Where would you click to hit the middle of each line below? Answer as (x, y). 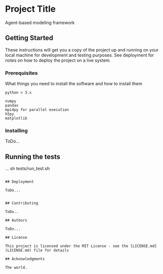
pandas (12, 106)
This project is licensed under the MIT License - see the (67, 246)
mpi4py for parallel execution (37, 110)
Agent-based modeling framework (40, 23)
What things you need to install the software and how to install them (74, 84)
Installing (16, 130)
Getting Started (29, 38)
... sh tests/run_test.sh (27, 169)
